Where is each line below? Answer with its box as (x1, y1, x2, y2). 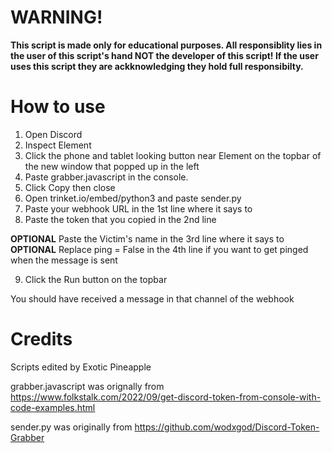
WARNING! (10, 6, 103, 29)
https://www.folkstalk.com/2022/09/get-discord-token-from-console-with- (10, 391, 322, 403)
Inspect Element (24, 139, 92, 151)
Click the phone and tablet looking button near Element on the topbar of (24, 149, 322, 161)
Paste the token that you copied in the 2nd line (24, 213, 217, 225)
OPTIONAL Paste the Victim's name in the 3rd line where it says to (10, 232, 285, 245)
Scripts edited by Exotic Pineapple (10, 361, 152, 373)
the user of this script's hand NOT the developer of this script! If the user (10, 49, 319, 61)
